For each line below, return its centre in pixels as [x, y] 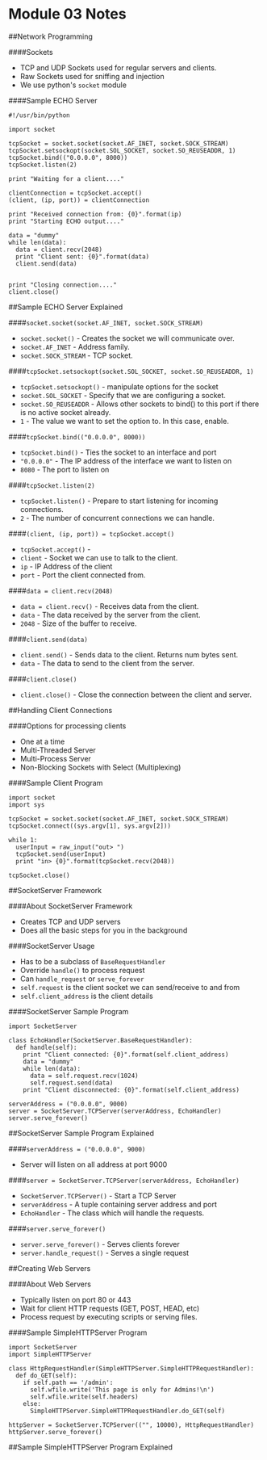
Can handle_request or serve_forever [82, 979]
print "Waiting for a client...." [67, 178]
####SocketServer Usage [52, 946]
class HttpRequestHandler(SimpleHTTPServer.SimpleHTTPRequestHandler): [131, 1368]
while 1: [23, 840]
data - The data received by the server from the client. [110, 615]
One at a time [42, 741]
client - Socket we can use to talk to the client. [99, 557]
